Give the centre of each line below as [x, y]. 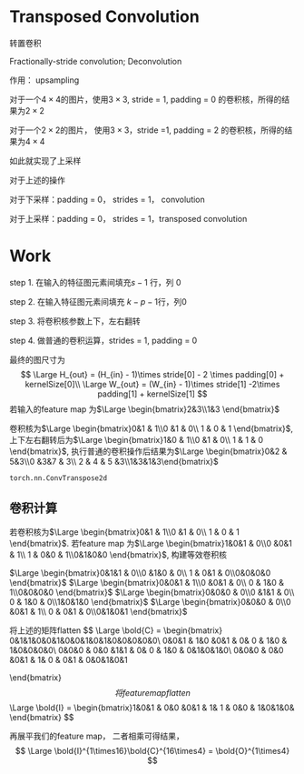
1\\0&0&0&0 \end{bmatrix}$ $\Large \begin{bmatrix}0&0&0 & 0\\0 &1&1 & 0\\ [152, 592]
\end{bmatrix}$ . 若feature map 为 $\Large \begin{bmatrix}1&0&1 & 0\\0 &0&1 [151, 543]
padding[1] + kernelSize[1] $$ [152, 394]
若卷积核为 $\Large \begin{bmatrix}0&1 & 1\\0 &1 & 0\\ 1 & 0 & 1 [125, 532]
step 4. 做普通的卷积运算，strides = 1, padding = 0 [103, 340]
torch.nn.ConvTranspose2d [58, 478]
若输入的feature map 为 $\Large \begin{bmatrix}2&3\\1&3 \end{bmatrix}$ [144, 409]
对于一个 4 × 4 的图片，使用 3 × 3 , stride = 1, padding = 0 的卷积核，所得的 [146, 99]
